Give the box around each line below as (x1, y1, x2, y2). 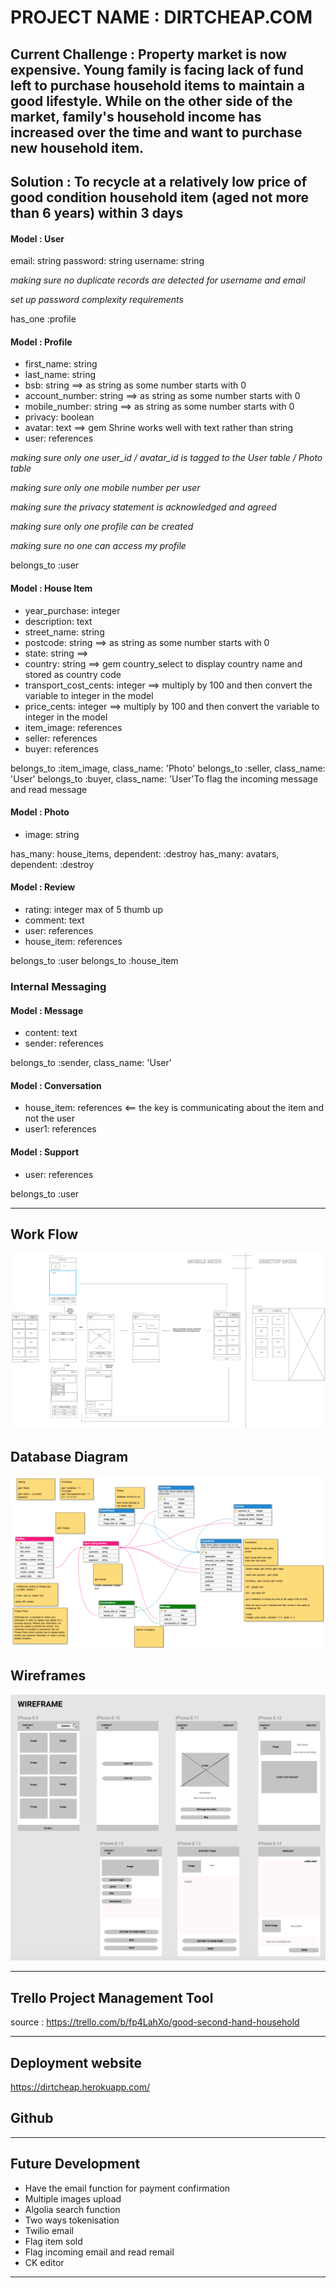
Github (10, 2110, 54, 2127)
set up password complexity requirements (10, 294, 184, 306)
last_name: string (24, 369, 97, 381)
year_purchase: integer (24, 604, 121, 616)
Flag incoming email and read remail (24, 2246, 175, 2258)
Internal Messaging (10, 979, 107, 993)
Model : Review (10, 881, 76, 893)
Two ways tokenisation (24, 2214, 120, 2226)
